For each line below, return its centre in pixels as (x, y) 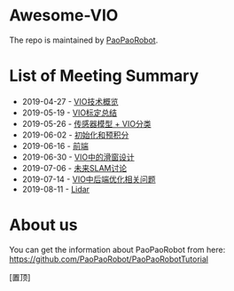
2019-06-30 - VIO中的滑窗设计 (78, 157)
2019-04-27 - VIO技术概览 (70, 101)
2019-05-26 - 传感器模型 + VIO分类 (86, 123)
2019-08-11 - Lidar (56, 189)
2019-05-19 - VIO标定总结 (70, 113)
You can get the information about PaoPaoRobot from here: (117, 249)
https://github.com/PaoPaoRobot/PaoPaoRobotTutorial (109, 259)
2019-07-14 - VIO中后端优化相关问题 (89, 179)
